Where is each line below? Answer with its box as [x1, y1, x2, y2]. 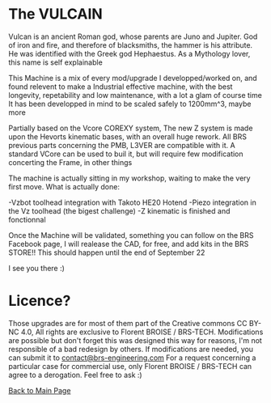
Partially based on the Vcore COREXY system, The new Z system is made [8, 123, 253, 133]
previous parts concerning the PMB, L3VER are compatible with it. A [8, 140, 236, 150]
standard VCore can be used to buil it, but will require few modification [8, 149, 244, 159]
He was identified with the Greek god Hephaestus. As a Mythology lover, [8, 49, 251, 58]
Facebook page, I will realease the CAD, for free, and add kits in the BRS [8, 239, 249, 248]
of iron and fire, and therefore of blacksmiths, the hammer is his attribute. [8, 40, 253, 49]
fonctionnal [8, 214, 46, 224]
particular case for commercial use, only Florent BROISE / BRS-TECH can [8, 361, 252, 371]
